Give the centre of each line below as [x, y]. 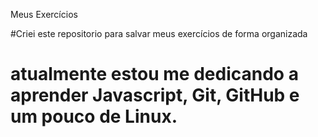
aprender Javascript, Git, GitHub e [155, 95]
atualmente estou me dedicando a [154, 74]
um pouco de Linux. [94, 116]
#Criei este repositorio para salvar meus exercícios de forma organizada [159, 33]
